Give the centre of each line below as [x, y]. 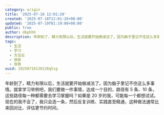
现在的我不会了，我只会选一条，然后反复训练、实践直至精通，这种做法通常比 [82, 102]
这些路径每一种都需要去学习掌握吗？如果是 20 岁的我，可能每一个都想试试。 [82, 95]
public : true [18, 28]
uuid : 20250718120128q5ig [31, 69]
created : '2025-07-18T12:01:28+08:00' [44, 19]
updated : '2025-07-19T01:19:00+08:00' [44, 23]
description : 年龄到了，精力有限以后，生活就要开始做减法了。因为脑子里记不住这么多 [81, 37]
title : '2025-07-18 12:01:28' [36, 14]
